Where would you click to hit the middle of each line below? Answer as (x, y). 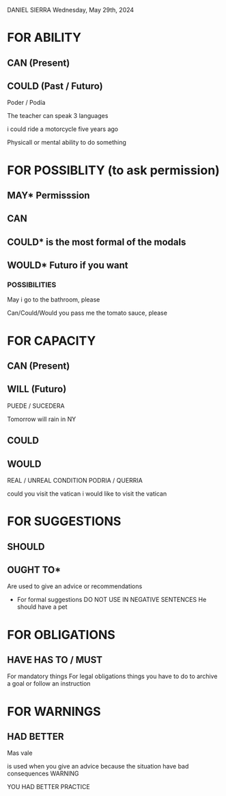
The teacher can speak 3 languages (58, 116)
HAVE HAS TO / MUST (55, 660)
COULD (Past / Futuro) (55, 86)
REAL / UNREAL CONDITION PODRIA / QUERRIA (75, 481)
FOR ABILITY (44, 38)
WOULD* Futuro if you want (68, 266)
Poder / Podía (26, 103)
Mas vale (20, 753)
